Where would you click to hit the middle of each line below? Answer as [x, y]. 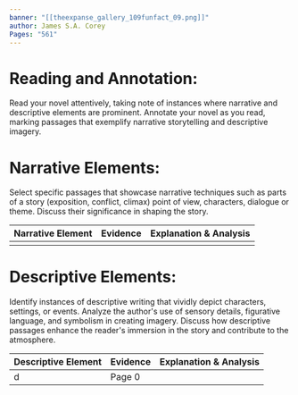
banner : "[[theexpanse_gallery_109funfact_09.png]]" [109, 17]
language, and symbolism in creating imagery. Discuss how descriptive [140, 321]
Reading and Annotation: [103, 78]
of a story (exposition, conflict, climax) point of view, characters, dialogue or [149, 202]
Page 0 [125, 377]
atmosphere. [33, 340]
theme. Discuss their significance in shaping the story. [109, 212]
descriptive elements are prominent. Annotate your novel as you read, [137, 113]
